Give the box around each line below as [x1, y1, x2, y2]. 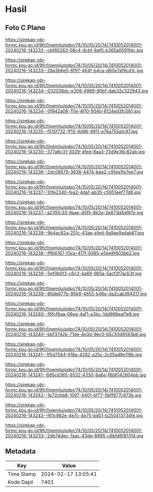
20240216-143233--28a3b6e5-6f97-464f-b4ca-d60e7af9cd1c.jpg [5, 67, 143, 73]
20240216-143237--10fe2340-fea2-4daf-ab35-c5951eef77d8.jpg [5, 189, 141, 195]
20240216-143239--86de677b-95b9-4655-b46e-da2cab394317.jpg [5, 291, 147, 297]
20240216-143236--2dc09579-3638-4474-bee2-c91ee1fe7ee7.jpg [5, 169, 143, 175]
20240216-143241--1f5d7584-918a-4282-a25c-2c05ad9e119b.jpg [5, 352, 142, 358]
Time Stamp [7, 471, 36, 478]
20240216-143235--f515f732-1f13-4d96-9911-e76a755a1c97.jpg [5, 128, 138, 134]
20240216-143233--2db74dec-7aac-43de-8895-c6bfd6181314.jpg [5, 433, 143, 439]
